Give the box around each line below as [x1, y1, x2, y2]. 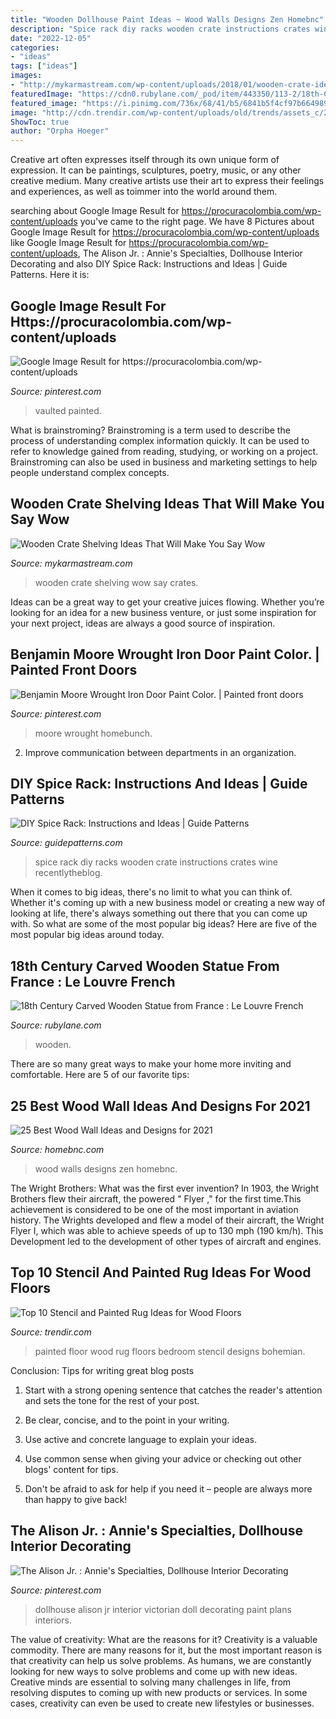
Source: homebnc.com [10, 1144, 105, 1155]
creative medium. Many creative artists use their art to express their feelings [10, 175, 325, 187]
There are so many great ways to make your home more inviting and [10, 1058, 292, 1070]
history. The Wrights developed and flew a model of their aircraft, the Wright [10, 1214, 325, 1226]
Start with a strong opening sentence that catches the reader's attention [24, 1384, 323, 1396]
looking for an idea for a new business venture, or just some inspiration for [10, 606, 317, 618]
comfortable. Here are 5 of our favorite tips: [10, 1069, 190, 1081]
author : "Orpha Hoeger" [10, 126, 110, 136]
